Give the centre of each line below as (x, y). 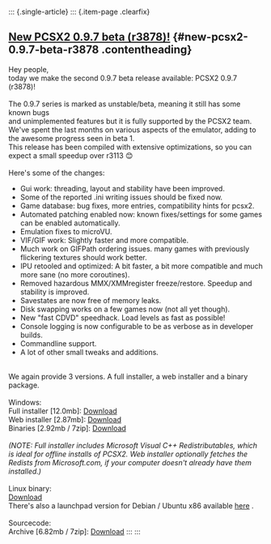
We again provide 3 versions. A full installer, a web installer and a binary (128, 376)
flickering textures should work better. (83, 257)
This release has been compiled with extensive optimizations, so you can (130, 147)
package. (24, 385)
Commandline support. (58, 343)
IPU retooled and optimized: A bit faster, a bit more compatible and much (141, 266)
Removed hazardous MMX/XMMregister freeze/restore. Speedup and (136, 283)
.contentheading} (146, 50)
